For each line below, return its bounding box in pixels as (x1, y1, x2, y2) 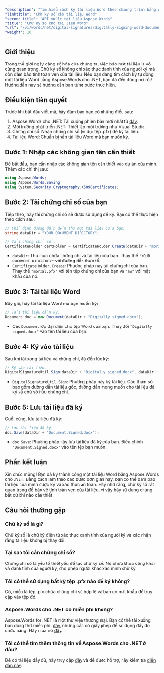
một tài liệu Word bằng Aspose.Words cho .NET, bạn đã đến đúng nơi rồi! (5, 76, 152, 82)
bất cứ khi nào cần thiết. (5, 492, 54, 498)
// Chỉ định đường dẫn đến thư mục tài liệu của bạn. (5, 226, 125, 231)
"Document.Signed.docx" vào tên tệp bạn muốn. (12, 444, 107, 450)
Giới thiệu (5, 48, 35, 56)
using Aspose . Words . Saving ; (5, 180, 62, 185)
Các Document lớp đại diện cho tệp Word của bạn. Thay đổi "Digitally (12, 323, 152, 329)
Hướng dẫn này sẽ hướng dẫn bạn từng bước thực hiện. (5, 82, 116, 87)
